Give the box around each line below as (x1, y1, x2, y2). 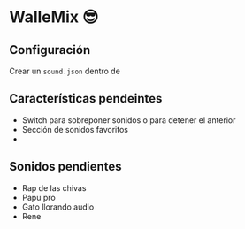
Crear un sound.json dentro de (9, 65, 121, 76)
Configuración (9, 42, 91, 57)
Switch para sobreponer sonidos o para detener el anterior (21, 114, 236, 126)
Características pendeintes (9, 91, 163, 106)
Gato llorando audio (21, 202, 95, 212)
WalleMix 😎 (9, 7, 99, 27)
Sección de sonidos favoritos (21, 124, 128, 134)
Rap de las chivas (21, 182, 87, 193)
